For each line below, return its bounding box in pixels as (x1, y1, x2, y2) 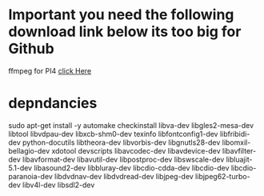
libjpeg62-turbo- (194, 171, 250, 181)
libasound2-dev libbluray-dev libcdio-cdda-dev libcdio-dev (34, 162, 230, 173)
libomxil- (222, 138, 251, 147)
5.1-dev (8, 162, 33, 173)
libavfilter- (222, 146, 257, 155)
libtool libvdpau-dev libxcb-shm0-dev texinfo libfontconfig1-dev (8, 129, 218, 138)
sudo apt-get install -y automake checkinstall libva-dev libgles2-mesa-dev (8, 120, 254, 130)
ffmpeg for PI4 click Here (8, 66, 92, 75)
